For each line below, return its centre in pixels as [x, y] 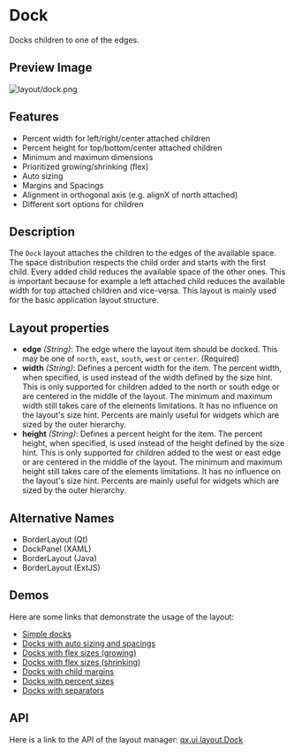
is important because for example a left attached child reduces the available [147, 281]
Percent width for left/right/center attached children [116, 138]
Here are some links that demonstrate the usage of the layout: [122, 617]
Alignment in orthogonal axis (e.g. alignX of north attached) [130, 195]
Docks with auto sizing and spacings [89, 643]
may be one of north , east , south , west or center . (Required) [131, 358]
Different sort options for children [83, 204]
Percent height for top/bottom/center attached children [122, 148]
